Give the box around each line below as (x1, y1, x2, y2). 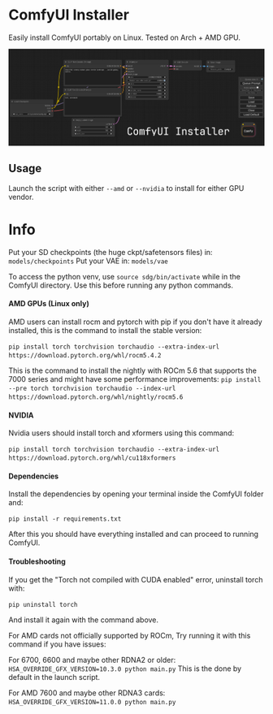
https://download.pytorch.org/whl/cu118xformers (8, 454, 176, 462)
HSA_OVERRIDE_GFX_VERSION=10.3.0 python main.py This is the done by (8, 664, 242, 673)
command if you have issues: (8, 639, 106, 649)
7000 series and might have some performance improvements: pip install (8, 374, 262, 384)
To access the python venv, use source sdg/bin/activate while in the (8, 271, 241, 281)
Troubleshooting (8, 556, 67, 566)
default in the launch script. (8, 672, 100, 682)
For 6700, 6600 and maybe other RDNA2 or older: (8, 655, 176, 664)
